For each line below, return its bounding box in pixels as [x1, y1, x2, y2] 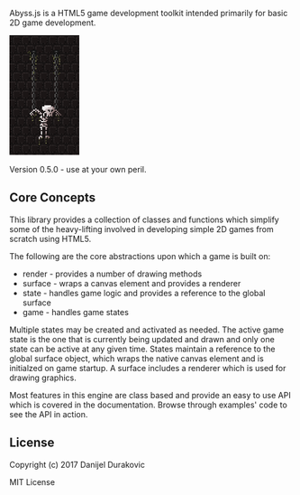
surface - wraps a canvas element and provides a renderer [22, 277, 241, 288]
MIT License [9, 476, 56, 487]
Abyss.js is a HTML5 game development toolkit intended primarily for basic [9, 8, 288, 18]
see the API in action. [9, 408, 88, 419]
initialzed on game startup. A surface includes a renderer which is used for [9, 362, 286, 373]
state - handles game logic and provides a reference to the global [22, 287, 266, 298]
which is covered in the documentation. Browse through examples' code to [9, 399, 288, 410]
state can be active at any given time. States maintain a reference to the [9, 343, 276, 354]
